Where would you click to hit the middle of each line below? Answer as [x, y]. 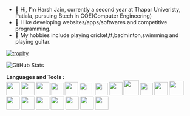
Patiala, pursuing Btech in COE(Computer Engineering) [83, 16]
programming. [33, 29]
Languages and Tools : [36, 77]
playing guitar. [33, 42]
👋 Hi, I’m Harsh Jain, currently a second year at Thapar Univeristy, [98, 9]
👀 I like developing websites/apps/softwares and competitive [91, 22]
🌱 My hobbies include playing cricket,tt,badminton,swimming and [97, 35]
